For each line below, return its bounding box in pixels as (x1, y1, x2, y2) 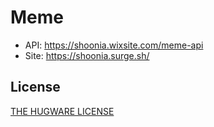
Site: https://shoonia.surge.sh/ (24, 49, 150, 61)
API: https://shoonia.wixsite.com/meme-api (24, 39, 204, 51)
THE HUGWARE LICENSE (10, 105, 115, 117)
